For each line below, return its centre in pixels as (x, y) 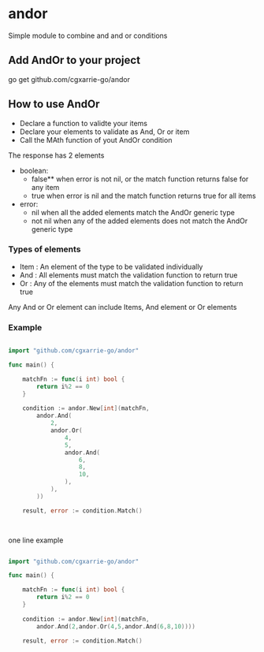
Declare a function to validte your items (84, 123)
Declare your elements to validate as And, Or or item (104, 132)
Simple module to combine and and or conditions (88, 35)
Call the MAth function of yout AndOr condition (96, 140)
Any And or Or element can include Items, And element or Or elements (123, 307)
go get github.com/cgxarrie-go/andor (69, 79)
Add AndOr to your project (74, 60)
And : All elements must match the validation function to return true (128, 275)
